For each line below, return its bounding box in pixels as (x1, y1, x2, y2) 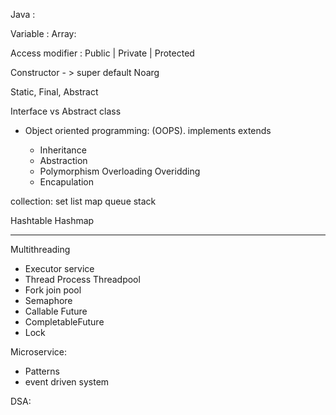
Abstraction (39, 155, 88, 166)
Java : (10, 9, 36, 20)
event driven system (24, 376, 110, 388)
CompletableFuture (24, 316, 105, 328)
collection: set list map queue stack (10, 195, 157, 207)
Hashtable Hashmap (10, 215, 95, 226)
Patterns (24, 365, 60, 377)
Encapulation (39, 176, 95, 188)
